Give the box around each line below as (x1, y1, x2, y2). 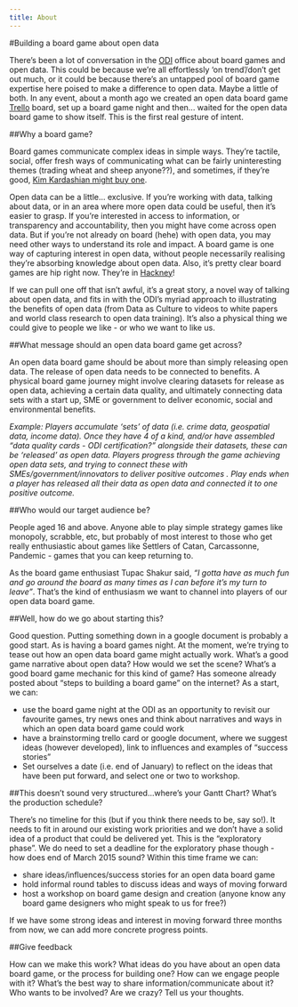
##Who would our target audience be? (9, 504, 151, 515)
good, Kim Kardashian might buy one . (9, 174, 148, 185)
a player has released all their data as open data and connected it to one (9, 478, 278, 488)
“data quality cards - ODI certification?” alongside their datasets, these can (9, 439, 287, 450)
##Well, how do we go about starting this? (9, 613, 165, 624)
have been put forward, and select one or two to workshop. (21, 770, 240, 781)
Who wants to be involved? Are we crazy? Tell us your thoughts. (9, 987, 245, 997)
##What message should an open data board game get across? (9, 339, 243, 350)
